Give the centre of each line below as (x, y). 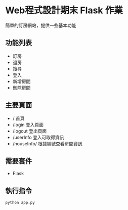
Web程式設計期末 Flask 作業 (64, 10)
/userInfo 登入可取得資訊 (38, 137)
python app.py (20, 203)
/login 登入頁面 (28, 124)
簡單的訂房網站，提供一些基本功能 (41, 25)
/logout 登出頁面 (30, 131)
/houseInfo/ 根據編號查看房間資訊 (47, 143)
